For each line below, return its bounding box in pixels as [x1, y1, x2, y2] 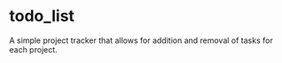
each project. [9, 44, 58, 54]
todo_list [9, 6, 75, 26]
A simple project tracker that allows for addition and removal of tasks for [9, 35, 273, 45]
